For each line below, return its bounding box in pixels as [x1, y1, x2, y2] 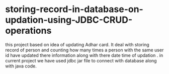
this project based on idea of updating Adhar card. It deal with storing [5, 41, 149, 47]
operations [5, 25, 52, 36]
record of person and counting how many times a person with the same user [5, 47, 164, 53]
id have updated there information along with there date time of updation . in [5, 52, 163, 58]
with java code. [5, 63, 37, 69]
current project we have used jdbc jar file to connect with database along [5, 57, 157, 63]
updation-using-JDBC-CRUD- [5, 14, 133, 26]
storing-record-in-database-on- [5, 4, 143, 15]
